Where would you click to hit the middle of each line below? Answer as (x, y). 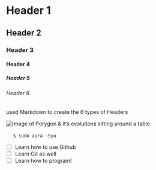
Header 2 (24, 33)
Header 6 (18, 93)
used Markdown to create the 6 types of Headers (67, 112)
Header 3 (20, 50)
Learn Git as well (36, 154)
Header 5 (18, 78)
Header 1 (28, 11)
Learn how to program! (43, 160)
